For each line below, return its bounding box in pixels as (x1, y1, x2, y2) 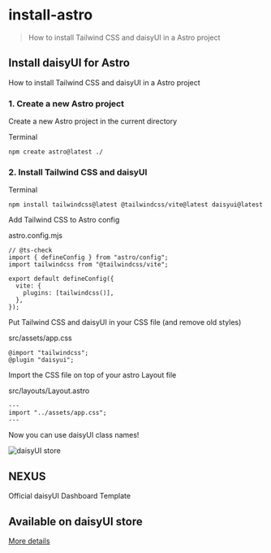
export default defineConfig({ (8, 274, 114, 283)
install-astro (8, 6, 93, 24)
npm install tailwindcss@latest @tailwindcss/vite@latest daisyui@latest (8, 201, 264, 209)
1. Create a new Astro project (8, 97, 124, 109)
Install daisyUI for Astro (8, 56, 130, 70)
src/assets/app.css (8, 333, 72, 343)
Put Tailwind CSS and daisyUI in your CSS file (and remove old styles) (8, 318, 242, 327)
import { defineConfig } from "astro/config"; (8, 253, 169, 261)
